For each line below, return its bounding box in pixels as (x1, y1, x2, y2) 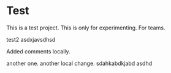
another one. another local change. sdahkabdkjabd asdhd (6, 60, 153, 67)
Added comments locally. (6, 47, 70, 55)
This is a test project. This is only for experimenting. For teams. (6, 24, 165, 31)
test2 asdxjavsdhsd (6, 36, 56, 43)
